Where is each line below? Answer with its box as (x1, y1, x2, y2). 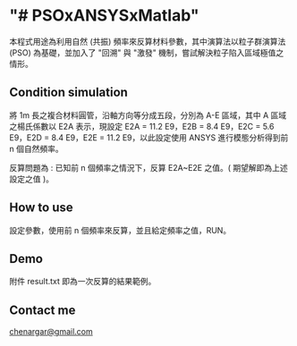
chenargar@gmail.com (9, 326, 94, 337)
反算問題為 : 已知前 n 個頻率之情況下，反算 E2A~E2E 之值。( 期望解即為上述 (9, 162, 288, 173)
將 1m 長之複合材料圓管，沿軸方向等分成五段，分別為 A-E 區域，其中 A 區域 (9, 109, 287, 121)
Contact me (9, 302, 76, 317)
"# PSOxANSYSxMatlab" (9, 5, 199, 26)
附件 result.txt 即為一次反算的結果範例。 (9, 276, 157, 287)
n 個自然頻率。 (9, 143, 64, 154)
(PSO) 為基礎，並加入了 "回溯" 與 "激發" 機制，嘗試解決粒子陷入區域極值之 (9, 46, 284, 58)
